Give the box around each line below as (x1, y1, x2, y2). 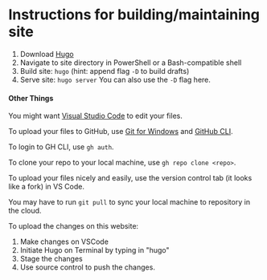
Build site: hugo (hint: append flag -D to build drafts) (19, 66, 190, 75)
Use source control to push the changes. (19, 262, 155, 272)
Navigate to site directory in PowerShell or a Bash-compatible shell (19, 58, 242, 67)
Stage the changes (19, 254, 83, 264)
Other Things (8, 93, 54, 103)
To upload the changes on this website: (8, 221, 139, 231)
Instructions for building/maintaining (8, 6, 260, 24)
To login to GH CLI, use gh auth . (8, 142, 114, 152)
